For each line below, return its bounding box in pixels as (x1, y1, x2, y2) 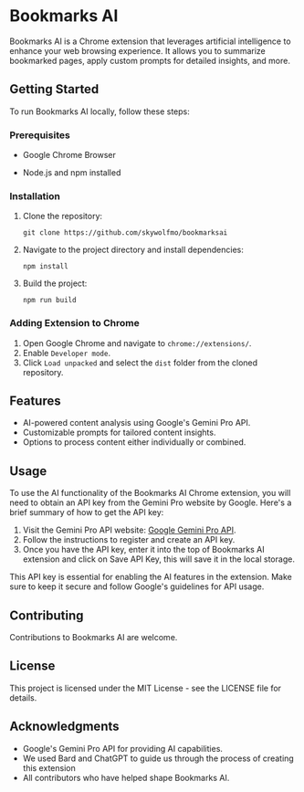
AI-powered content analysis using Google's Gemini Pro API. (22, 417, 251, 428)
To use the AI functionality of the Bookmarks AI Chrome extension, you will (9, 488, 291, 499)
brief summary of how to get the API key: (9, 507, 164, 518)
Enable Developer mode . (22, 347, 111, 358)
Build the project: (22, 278, 88, 289)
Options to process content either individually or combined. (22, 437, 246, 448)
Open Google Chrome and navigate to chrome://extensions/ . (22, 337, 252, 348)
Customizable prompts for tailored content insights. (22, 427, 216, 438)
